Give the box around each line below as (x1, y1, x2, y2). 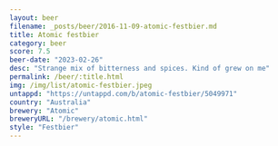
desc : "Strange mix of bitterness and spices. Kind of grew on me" (9, 64, 271, 73)
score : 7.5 (9, 47, 51, 56)
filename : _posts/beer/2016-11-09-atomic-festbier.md (9, 22, 218, 31)
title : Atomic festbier (9, 30, 100, 39)
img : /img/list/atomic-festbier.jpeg (9, 81, 153, 90)
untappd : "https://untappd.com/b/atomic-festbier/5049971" (9, 89, 238, 98)
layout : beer (9, 13, 59, 23)
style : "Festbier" (9, 123, 79, 132)
